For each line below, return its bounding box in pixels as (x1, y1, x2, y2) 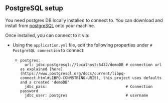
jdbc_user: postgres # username (24, 92, 148, 98)
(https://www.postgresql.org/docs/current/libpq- (20, 71, 126, 76)
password (20, 88, 39, 93)
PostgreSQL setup (5, 4, 64, 12)
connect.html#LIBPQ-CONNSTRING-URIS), (20, 75, 101, 80)
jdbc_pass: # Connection (24, 84, 153, 89)
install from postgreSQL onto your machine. (5, 22, 95, 28)
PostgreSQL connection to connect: (12, 47, 85, 53)
